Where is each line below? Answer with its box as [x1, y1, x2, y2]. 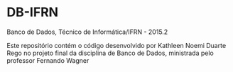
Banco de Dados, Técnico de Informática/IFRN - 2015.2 [6, 28, 168, 36]
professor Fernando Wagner [6, 56, 90, 64]
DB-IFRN [6, 4, 58, 20]
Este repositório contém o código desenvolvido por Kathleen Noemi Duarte [6, 41, 227, 49]
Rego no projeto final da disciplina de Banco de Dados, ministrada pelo [6, 49, 214, 57]
